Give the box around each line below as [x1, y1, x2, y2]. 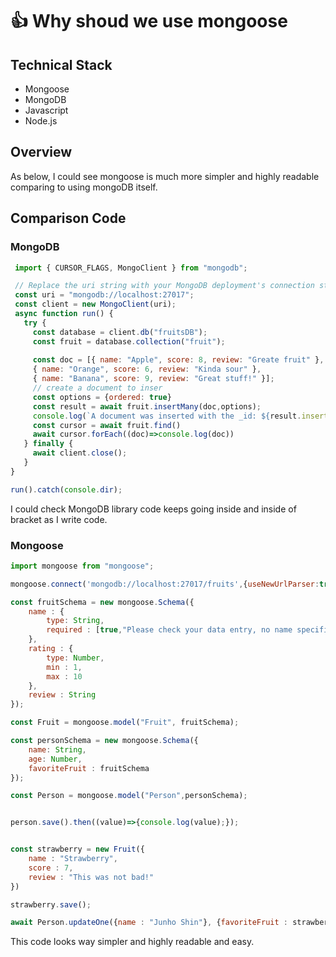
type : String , [46, 616, 105, 626]
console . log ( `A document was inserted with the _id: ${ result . [32, 411, 302, 421]
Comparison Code [10, 210, 127, 227]
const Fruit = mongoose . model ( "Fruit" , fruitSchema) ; [10, 718, 240, 728]
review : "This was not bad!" [28, 872, 155, 882]
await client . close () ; [32, 448, 128, 458]
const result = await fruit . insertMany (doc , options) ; [32, 401, 262, 412]
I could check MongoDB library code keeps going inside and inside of [10, 503, 297, 515]
